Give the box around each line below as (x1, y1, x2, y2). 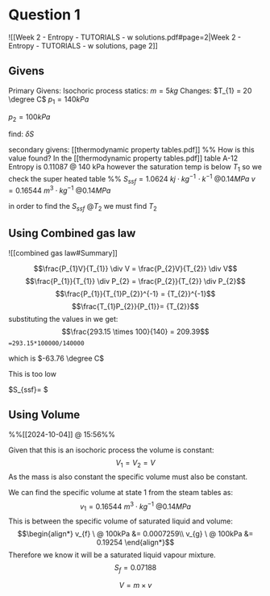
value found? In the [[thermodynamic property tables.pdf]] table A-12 (8, 153, 239, 163)
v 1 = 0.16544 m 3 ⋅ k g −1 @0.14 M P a (79, 500, 192, 513)
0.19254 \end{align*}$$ (96, 537, 175, 547)
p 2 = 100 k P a (8, 111, 51, 123)
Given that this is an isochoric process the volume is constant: (8, 445, 215, 455)
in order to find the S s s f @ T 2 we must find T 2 (8, 202, 157, 213)
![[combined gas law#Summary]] (8, 248, 118, 257)
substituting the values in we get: (8, 314, 118, 323)
